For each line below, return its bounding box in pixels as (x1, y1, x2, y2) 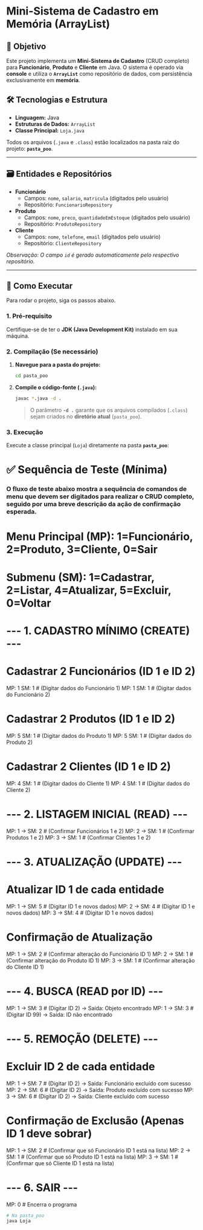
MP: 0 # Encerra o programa (6, 1200, 77, 1208)
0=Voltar (6, 596, 51, 610)
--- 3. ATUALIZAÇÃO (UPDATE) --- (6, 855, 182, 869)
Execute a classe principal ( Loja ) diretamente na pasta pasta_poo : (6, 442, 169, 449)
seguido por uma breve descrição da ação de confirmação (6, 500, 181, 508)
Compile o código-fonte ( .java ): (14, 383, 97, 391)
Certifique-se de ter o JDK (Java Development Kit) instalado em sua (6, 326, 178, 333)
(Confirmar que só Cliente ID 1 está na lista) (6, 1159, 115, 1166)
